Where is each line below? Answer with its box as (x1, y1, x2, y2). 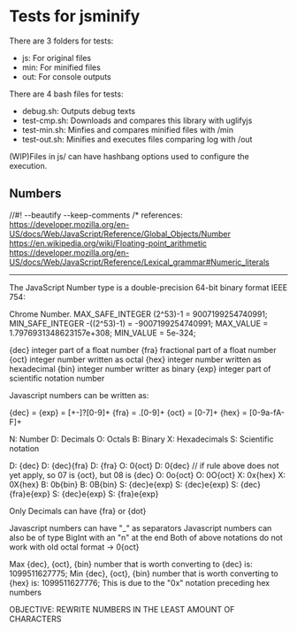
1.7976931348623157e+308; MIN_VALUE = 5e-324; (9, 327, 196, 338)
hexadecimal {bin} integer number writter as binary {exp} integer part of (9, 363, 271, 373)
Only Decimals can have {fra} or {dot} (9, 505, 147, 516)
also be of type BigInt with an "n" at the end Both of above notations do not (9, 532, 283, 543)
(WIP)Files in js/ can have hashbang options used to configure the (9, 150, 249, 161)
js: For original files (21, 52, 92, 63)
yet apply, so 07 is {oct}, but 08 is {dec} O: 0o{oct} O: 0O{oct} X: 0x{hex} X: (9, 469, 286, 480)
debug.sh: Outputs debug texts (21, 105, 135, 116)
